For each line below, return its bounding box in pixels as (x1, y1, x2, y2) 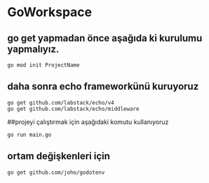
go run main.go (7, 131, 52, 138)
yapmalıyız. (7, 43, 60, 55)
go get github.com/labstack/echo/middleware (7, 105, 140, 112)
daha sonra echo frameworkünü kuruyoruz (7, 81, 199, 93)
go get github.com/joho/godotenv (7, 169, 105, 176)
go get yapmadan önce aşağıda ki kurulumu (7, 32, 203, 44)
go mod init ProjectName (7, 62, 80, 69)
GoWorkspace (7, 4, 93, 20)
